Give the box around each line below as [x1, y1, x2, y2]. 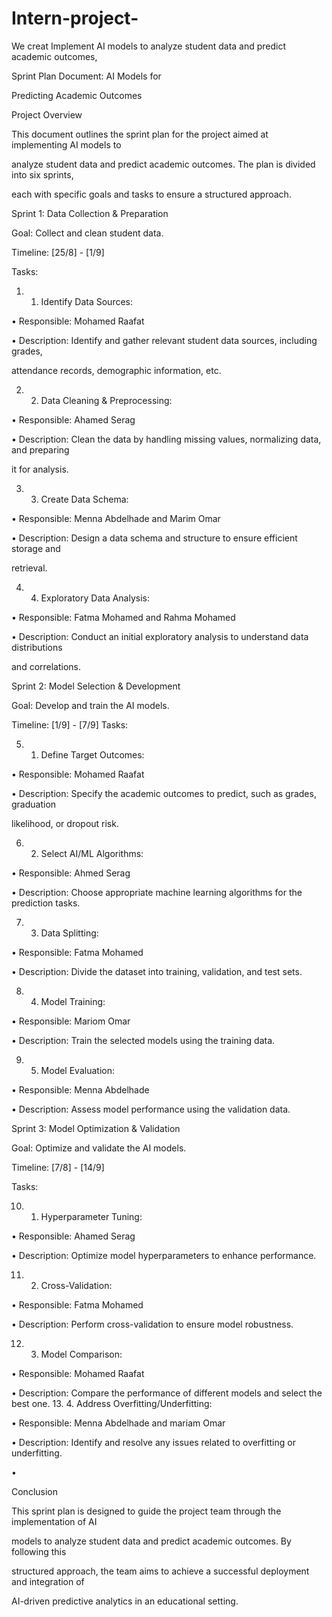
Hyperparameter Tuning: [40, 1210, 143, 1222]
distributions [11, 641, 63, 653]
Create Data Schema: [40, 493, 129, 505]
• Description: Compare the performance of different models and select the [11, 1387, 323, 1399]
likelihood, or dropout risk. [11, 817, 119, 829]
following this [11, 1545, 67, 1557]
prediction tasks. [11, 897, 81, 909]
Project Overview [11, 108, 83, 121]
